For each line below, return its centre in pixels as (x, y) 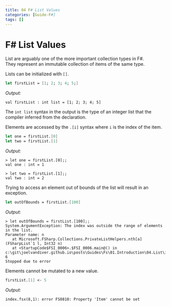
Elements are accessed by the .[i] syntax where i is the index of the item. (84, 127)
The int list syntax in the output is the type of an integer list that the (78, 112)
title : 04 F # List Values (33, 10)
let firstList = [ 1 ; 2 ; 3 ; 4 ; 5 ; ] (42, 83)
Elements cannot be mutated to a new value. (52, 271)
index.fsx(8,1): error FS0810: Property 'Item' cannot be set (73, 299)
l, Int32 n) (50, 243)
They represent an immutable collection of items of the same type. (75, 64)
